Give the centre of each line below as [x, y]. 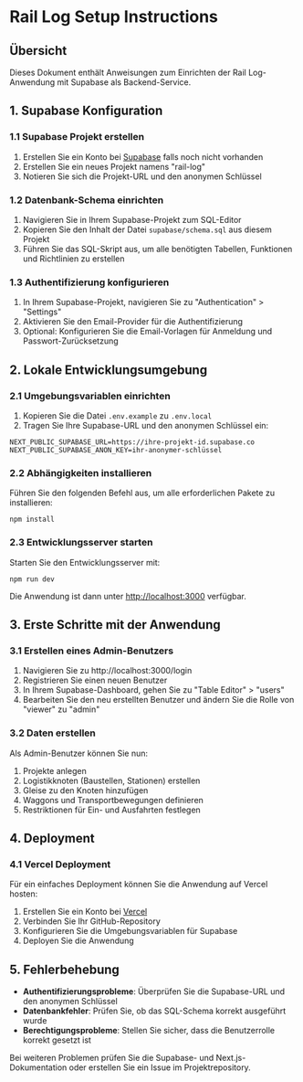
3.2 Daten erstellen [52, 733]
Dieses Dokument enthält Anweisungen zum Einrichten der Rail [128, 72]
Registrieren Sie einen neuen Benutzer [95, 680]
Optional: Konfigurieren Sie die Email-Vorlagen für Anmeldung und [147, 332]
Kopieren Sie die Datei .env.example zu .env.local [117, 415]
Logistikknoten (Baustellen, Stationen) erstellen [111, 780]
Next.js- [231, 1058]
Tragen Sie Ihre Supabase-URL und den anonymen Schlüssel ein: [146, 425]
